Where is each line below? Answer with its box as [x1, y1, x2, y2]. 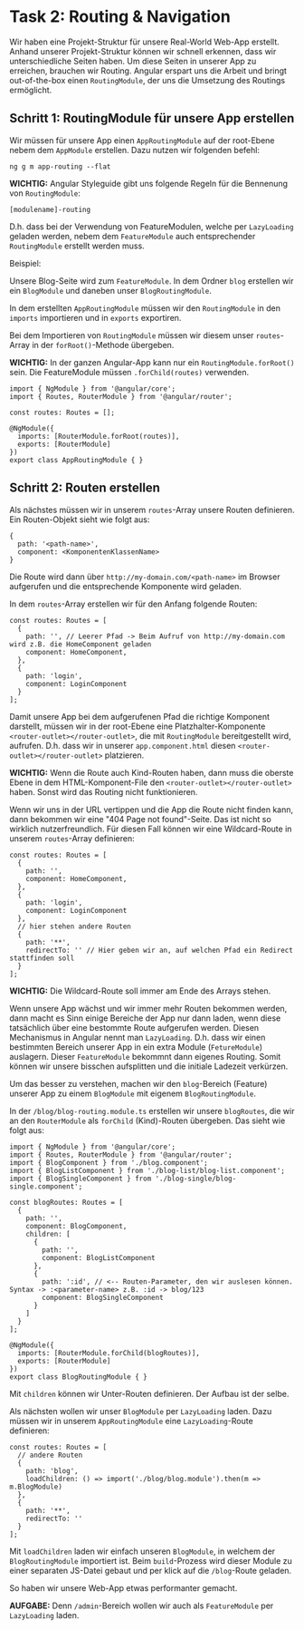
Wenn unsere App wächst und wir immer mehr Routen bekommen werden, [9, 1003, 288, 1014]
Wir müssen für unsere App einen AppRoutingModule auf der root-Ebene [9, 134, 275, 146]
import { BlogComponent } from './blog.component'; [9, 1158, 208, 1167]
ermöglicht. [9, 84, 52, 95]
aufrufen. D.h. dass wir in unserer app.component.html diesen [9, 740, 236, 751]
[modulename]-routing [9, 205, 91, 214]
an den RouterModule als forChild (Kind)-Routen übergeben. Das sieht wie [9, 1115, 286, 1126]
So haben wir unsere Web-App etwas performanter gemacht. [9, 1582, 238, 1593]
